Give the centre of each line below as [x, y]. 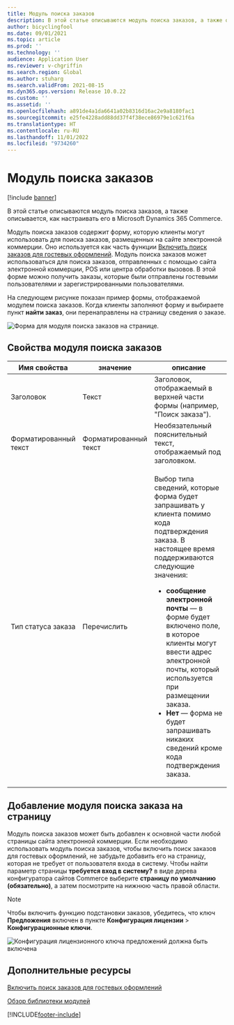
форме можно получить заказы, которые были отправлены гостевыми [112, 277]
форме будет [188, 617]
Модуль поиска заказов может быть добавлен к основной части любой [114, 834]
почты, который [193, 669]
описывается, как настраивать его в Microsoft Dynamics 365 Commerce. [115, 219]
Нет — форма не [194, 713]
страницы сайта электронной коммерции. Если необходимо [97, 841]
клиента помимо [182, 514]
